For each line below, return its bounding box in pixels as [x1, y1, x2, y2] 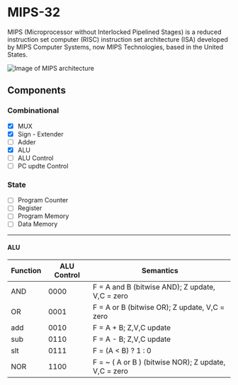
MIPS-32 [7, 4, 61, 21]
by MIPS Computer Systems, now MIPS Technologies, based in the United [7, 42, 224, 51]
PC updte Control [17, 161, 69, 170]
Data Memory [17, 220, 58, 229]
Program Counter [17, 196, 69, 205]
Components [7, 84, 66, 96]
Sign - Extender [17, 130, 64, 138]
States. [7, 50, 28, 59]
